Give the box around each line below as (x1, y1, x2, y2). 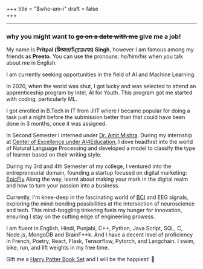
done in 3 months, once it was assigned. (6, 120, 107, 128)
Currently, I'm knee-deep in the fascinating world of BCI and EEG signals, (6, 193, 188, 201)
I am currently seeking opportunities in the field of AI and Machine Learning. (6, 71, 196, 78)
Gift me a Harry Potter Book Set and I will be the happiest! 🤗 (6, 256, 155, 263)
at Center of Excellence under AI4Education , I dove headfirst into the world (6, 138, 193, 146)
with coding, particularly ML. (6, 96, 77, 103)
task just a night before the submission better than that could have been (6, 114, 185, 121)
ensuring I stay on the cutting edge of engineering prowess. (6, 213, 155, 220)
